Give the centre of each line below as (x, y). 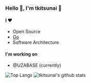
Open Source (26, 32)
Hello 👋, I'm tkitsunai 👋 (34, 8)
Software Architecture (36, 42)
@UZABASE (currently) (37, 65)
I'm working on (22, 54)
